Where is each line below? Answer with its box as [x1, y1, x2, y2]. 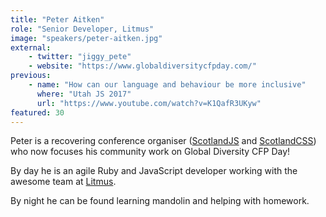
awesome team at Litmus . [10, 176, 117, 188]
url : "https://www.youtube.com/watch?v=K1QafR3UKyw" [36, 98, 262, 108]
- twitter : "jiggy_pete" [28, 52, 132, 62]
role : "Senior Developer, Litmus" [10, 24, 155, 34]
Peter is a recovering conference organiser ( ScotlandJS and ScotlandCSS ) [10, 135, 317, 147]
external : [10, 42, 52, 53]
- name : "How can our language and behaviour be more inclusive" [28, 80, 307, 90]
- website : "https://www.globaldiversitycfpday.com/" [28, 61, 257, 71]
